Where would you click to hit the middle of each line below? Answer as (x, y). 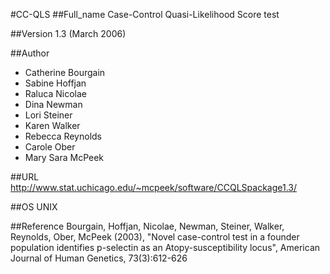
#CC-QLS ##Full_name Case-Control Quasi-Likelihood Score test (145, 14)
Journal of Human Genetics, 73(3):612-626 (99, 258)
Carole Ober (50, 147)
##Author (30, 53)
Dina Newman (53, 104)
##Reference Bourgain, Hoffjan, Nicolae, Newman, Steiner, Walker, (147, 226)
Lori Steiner (48, 115)
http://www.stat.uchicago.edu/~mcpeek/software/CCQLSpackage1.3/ (154, 187)
